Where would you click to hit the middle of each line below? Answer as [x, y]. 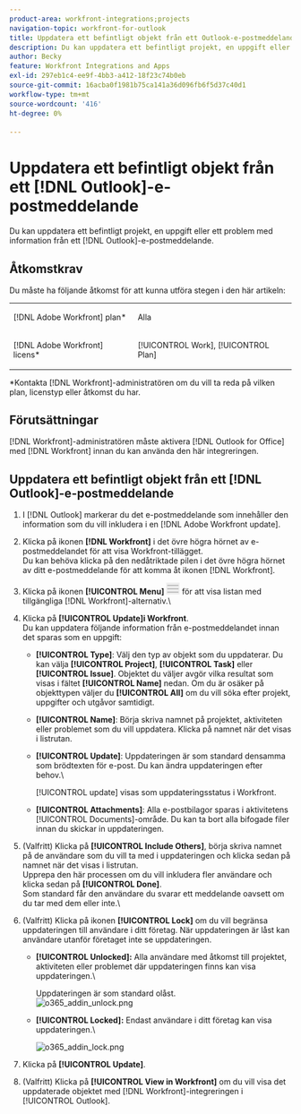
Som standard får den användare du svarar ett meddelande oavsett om [153, 894]
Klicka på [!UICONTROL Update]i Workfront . [105, 619]
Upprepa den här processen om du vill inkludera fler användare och [147, 875]
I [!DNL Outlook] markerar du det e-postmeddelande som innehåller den [155, 515]
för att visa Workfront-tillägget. [146, 552]
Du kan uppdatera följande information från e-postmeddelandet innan [150, 628]
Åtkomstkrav [46, 269]
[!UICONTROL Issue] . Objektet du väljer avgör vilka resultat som [155, 674]
